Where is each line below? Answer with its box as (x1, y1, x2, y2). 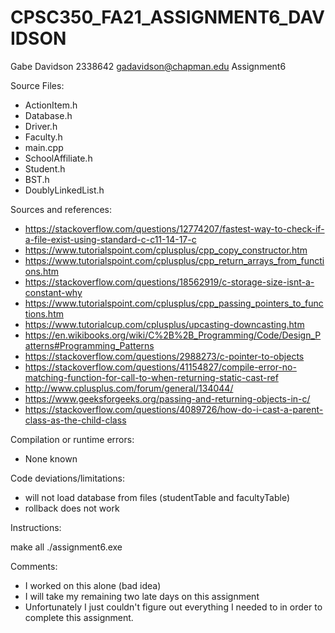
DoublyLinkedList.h (24, 184, 105, 196)
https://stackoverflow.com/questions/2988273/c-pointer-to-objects (24, 350, 305, 362)
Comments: (10, 560, 58, 572)
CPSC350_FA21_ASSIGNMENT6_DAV (10, 6, 325, 29)
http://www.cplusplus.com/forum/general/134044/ (24, 382, 234, 394)
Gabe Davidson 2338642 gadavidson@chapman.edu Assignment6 (10, 60, 287, 72)
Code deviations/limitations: (10, 472, 125, 484)
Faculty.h (24, 131, 63, 143)
